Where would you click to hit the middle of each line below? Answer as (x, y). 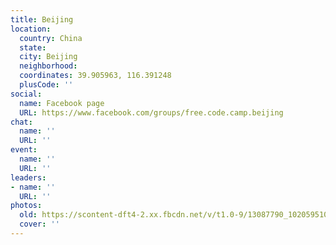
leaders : (28, 177)
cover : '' (39, 224)
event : (24, 150)
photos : (26, 206)
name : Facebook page (62, 103)
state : (33, 47)
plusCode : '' (46, 85)
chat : (21, 122)
